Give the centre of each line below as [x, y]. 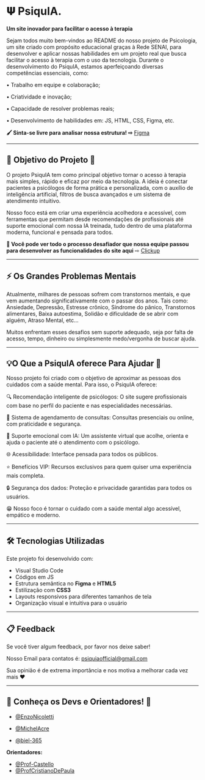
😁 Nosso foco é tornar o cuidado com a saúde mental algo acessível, [94, 509]
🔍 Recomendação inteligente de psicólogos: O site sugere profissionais [97, 397]
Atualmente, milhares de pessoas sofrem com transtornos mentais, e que [99, 294]
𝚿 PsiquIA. [34, 11]
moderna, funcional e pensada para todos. [60, 232]
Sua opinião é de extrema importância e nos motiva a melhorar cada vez [97, 670]
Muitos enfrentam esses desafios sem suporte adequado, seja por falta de [100, 332]
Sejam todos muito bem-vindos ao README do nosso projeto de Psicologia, [102, 40]
